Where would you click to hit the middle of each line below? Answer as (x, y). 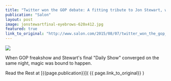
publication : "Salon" (28, 15)
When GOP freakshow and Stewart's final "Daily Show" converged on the (82, 58)
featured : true (21, 29)
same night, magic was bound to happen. (49, 63)
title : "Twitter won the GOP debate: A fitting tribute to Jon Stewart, (84, 10)
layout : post (19, 19)
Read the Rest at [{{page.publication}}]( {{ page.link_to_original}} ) (75, 73)
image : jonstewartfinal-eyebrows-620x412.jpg (54, 24)
